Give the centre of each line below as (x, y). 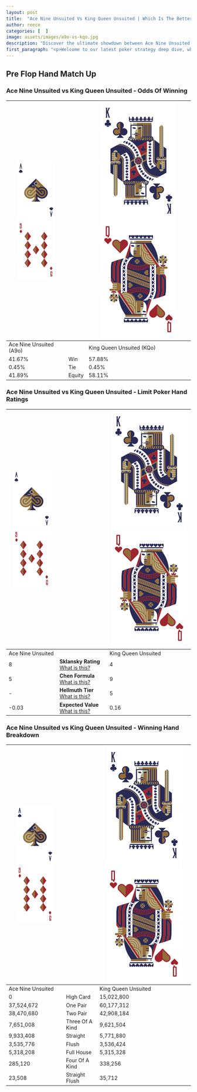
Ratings (17, 399)
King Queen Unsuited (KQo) (122, 348)
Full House (79, 1052)
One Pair (76, 1005)
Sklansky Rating (80, 661)
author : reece (23, 25)
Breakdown (23, 735)
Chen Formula (77, 676)
